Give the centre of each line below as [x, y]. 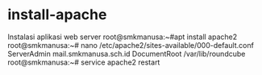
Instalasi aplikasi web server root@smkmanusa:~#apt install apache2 [123, 37]
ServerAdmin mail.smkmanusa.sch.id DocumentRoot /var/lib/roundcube [127, 53]
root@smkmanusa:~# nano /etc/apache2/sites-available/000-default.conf [131, 45]
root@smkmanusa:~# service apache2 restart [84, 62]
